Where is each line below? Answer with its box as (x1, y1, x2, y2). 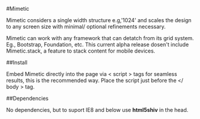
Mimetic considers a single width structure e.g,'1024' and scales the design (6, 17, 192, 23)
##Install (6, 59, 28, 66)
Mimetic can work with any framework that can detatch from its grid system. (6, 35, 194, 41)
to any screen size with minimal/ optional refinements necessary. (6, 23, 166, 30)
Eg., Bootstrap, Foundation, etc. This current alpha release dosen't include (6, 41, 189, 48)
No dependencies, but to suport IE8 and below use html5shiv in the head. (6, 106, 189, 113)
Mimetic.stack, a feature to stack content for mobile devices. (6, 47, 155, 54)
